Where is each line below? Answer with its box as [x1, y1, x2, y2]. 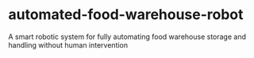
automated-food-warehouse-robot [8, 6, 244, 24]
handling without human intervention [8, 40, 129, 49]
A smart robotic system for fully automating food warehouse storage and [8, 32, 247, 41]
